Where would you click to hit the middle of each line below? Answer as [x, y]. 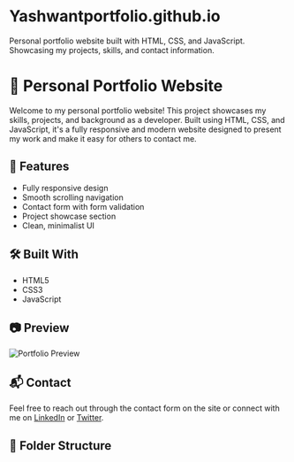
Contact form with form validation [83, 206]
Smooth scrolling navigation [72, 197]
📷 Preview [39, 328]
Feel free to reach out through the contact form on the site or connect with [144, 408]
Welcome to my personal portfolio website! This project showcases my [138, 110]
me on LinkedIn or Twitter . [57, 418]
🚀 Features [39, 167]
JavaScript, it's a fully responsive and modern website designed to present [145, 129]
